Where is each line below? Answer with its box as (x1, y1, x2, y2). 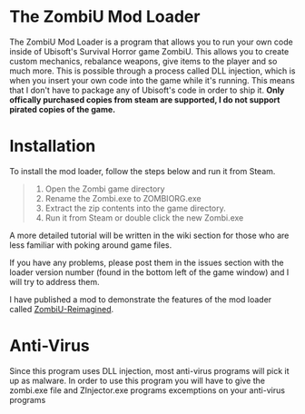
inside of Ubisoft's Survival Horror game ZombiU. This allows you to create (9, 45, 290, 56)
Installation (9, 136, 96, 156)
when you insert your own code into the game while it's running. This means (9, 74, 295, 85)
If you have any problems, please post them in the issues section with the (9, 257, 284, 268)
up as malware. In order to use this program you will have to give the (9, 375, 266, 386)
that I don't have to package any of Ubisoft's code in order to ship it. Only (9, 84, 285, 95)
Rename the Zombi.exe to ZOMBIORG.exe (44, 192, 202, 203)
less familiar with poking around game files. (9, 239, 172, 251)
